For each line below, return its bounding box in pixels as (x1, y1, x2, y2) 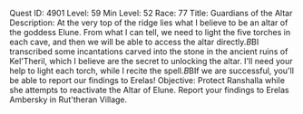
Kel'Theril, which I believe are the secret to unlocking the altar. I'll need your (9, 56, 293, 66)
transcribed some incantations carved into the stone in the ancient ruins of (9, 46, 288, 57)
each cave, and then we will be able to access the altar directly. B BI (9, 36, 259, 47)
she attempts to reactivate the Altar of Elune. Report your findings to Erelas (9, 85, 289, 95)
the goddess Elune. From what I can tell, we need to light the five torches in (9, 27, 291, 37)
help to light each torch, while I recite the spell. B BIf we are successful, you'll (9, 65, 295, 76)
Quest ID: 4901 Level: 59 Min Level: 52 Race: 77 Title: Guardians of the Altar (9, 8, 293, 18)
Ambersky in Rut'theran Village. (9, 94, 128, 105)
